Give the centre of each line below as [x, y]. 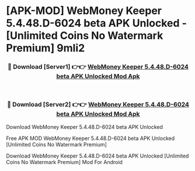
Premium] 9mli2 [46, 48]
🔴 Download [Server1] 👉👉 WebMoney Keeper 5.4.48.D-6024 [98, 67]
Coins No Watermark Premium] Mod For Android [64, 162]
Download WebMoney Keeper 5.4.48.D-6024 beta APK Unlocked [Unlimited [97, 156]
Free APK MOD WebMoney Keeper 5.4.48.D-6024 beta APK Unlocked [90, 138]
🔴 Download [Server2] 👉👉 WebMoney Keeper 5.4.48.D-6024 [98, 105]
